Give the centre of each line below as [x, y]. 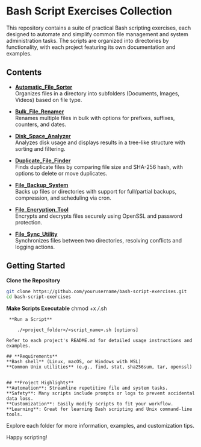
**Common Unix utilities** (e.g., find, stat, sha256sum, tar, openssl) [99, 367]
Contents [24, 73]
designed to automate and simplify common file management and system [97, 34]
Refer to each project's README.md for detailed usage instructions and [99, 341]
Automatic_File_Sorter [44, 87]
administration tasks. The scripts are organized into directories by [88, 40]
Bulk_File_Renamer [39, 111]
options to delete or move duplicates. [61, 173]
